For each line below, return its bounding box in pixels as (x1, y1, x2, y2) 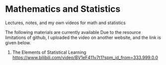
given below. (5, 39, 31, 45)
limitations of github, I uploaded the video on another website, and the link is (5, 34, 161, 40)
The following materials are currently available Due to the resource (5, 29, 141, 35)
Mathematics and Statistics (5, 3, 120, 15)
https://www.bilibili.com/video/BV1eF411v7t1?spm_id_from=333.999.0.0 (12, 54, 159, 60)
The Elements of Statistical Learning (12, 49, 87, 55)
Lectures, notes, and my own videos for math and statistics (5, 20, 126, 26)
